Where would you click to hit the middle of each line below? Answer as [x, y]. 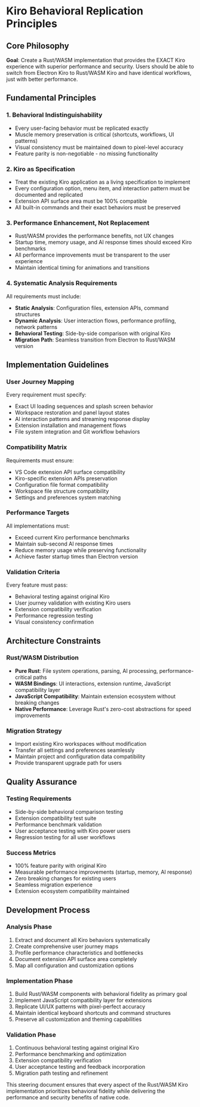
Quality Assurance [42, 782]
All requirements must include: [44, 296]
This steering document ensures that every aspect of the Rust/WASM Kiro [97, 1085]
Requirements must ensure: [40, 460]
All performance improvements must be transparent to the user [93, 255]
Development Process [48, 910]
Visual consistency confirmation [54, 622]
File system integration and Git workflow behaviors [77, 432]
